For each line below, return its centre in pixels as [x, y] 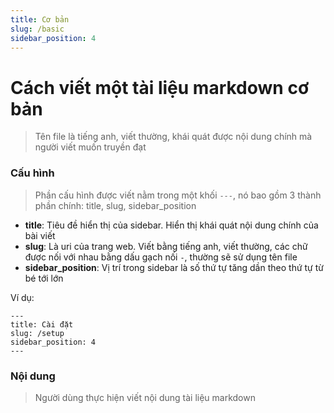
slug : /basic [37, 29]
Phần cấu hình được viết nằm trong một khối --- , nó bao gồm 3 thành [178, 195]
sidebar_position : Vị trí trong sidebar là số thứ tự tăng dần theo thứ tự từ [174, 267]
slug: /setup [37, 333]
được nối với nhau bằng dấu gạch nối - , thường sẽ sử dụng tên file [161, 257]
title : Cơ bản [40, 19]
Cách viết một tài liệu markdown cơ [160, 87]
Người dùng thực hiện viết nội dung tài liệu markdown [145, 397]
